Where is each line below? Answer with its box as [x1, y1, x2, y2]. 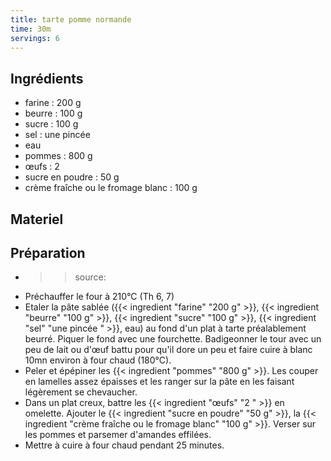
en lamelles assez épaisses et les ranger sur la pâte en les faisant [24, 376, 295, 388]
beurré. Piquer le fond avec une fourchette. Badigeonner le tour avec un [24, 333, 322, 345]
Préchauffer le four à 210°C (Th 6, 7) [24, 291, 175, 303]
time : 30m [10, 24, 52, 34]
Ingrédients [10, 70, 84, 87]
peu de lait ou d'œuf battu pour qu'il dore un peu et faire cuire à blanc [24, 344, 313, 356]
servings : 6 [10, 33, 60, 43]
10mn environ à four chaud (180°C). [24, 354, 172, 366]
